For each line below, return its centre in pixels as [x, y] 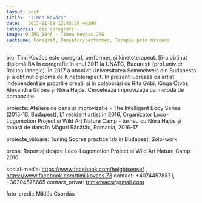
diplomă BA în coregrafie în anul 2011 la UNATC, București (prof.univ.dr [95, 64]
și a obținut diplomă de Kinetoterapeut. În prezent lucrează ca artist [90, 77]
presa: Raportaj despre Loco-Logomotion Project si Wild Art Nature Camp [98, 151]
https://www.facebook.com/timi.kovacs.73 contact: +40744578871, [90, 176]
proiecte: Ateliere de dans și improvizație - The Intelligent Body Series [93, 108]
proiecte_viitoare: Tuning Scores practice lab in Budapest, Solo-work [92, 139]
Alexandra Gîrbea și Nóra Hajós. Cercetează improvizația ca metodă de [95, 90]
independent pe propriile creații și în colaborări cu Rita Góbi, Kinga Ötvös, [98, 83]
